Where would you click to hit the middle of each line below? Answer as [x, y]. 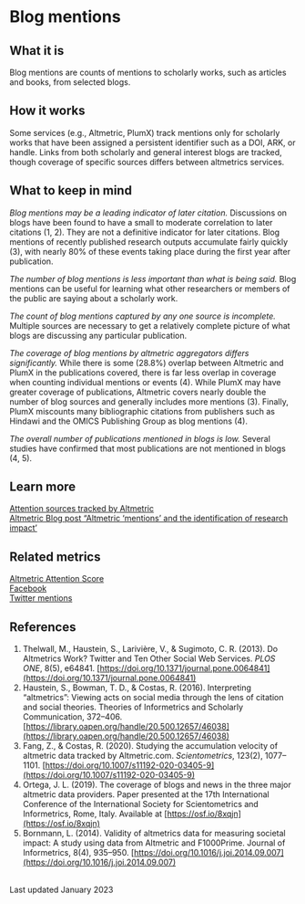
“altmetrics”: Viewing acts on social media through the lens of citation [153, 698]
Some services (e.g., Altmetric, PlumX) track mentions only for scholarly [145, 132]
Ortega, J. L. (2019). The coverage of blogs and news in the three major [157, 785]
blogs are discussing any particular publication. [98, 335]
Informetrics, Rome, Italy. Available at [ [95, 814]
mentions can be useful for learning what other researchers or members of [150, 289]
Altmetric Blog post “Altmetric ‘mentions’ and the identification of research [149, 519]
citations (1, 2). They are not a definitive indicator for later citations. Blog [145, 232]
